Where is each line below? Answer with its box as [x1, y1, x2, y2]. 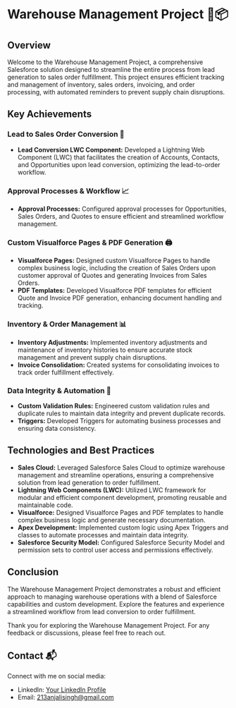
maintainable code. [17, 501, 73, 509]
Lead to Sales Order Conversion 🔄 [7, 129, 125, 139]
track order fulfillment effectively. [17, 368, 115, 377]
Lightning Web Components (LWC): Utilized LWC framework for [17, 485, 206, 494]
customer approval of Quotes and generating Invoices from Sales [17, 271, 207, 280]
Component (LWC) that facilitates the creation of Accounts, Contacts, [17, 153, 220, 161]
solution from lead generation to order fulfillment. [17, 478, 161, 487]
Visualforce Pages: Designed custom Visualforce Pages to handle [17, 256, 211, 265]
